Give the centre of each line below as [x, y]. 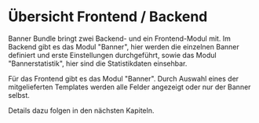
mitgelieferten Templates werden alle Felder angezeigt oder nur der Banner [129, 87]
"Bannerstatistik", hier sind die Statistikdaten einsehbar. [98, 63]
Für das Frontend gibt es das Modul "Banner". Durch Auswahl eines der [124, 78]
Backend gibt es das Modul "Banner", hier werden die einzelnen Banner [124, 46]
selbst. [19, 95]
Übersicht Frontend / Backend [108, 17]
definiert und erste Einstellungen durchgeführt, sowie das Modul [113, 55]
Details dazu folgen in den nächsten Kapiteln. [81, 110]
